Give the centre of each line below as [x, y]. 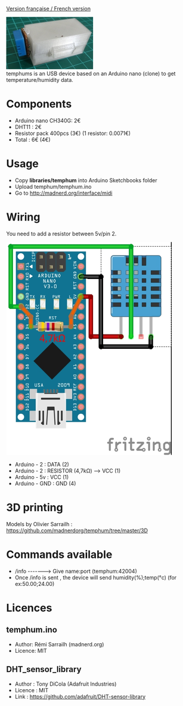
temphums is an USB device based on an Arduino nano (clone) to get [91, 73]
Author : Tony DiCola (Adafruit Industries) [66, 684]
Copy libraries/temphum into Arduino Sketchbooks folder [86, 180]
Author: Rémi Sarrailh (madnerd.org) [59, 644]
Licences [29, 608]
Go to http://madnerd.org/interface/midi [63, 193]
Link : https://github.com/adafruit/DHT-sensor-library [80, 696]
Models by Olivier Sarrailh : [39, 524]
